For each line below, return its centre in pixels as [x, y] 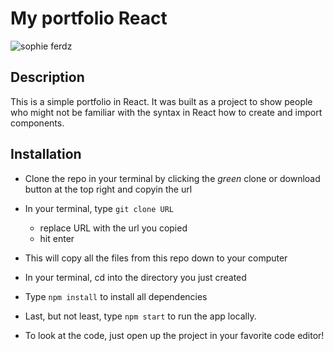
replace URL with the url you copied [113, 228]
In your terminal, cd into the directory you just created [135, 277]
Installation [46, 154]
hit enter [57, 238]
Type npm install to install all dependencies [116, 296]
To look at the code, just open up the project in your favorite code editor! [174, 335]
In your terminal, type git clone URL [99, 208]
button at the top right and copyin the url [108, 189]
